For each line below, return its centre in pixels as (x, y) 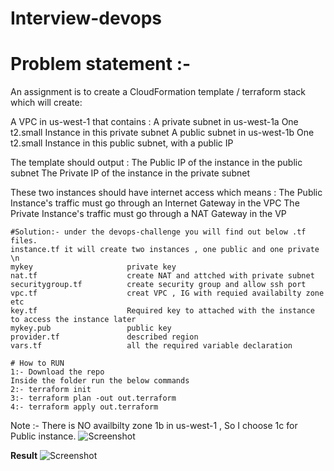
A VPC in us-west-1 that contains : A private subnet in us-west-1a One (154, 122)
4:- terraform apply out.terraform (84, 407)
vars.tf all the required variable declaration (151, 346)
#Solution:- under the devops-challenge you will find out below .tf (158, 232)
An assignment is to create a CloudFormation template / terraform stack (158, 92)
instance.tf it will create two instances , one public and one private (165, 250)
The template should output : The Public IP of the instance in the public (156, 163)
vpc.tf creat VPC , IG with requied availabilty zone (167, 293)
